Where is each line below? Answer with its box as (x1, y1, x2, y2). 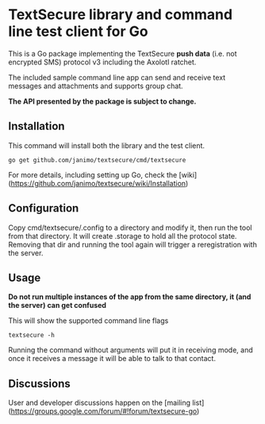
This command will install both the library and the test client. (8, 141, 205, 150)
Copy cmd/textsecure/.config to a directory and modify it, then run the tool (8, 223, 252, 232)
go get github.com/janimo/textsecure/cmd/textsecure (8, 156, 186, 164)
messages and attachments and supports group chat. (8, 81, 184, 91)
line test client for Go (8, 22, 148, 41)
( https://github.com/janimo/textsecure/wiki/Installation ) (8, 178, 189, 188)
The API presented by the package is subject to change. (8, 96, 197, 106)
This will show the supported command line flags (8, 316, 169, 325)
